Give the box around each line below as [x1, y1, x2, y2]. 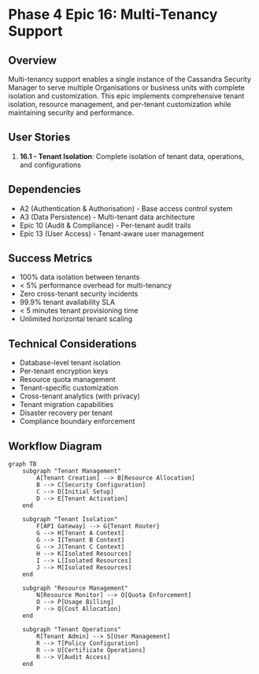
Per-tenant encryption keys [19, 366, 109, 376]
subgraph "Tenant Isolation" [22, 516, 118, 524]
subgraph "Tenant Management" [22, 467, 122, 476]
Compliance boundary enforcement [19, 417, 135, 426]
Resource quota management [19, 375, 116, 384]
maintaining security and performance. [8, 108, 135, 117]
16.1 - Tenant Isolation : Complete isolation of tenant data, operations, [19, 151, 245, 161]
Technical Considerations [8, 337, 137, 350]
